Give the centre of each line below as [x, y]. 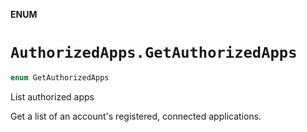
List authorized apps [52, 96]
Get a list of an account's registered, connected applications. [136, 116]
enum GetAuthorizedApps [60, 77]
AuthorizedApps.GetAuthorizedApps [154, 53]
